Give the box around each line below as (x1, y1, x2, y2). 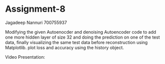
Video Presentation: (5, 54, 45, 60)
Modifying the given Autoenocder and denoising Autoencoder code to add (5, 29, 157, 35)
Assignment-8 (5, 3, 66, 15)
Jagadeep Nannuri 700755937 (5, 20, 67, 25)
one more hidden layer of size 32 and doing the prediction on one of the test (5, 34, 160, 40)
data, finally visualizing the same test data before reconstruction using (5, 39, 148, 45)
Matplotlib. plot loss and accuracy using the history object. (5, 44, 124, 50)
